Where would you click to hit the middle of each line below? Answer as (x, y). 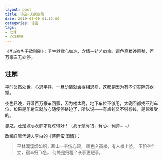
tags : (10, 28)
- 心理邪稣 (15, 37)
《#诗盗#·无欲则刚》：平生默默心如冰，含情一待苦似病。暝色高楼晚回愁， (77, 51)
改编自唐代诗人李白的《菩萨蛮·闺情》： (43, 136)
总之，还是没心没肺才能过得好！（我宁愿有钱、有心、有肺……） (68, 125)
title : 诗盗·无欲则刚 (25, 14)
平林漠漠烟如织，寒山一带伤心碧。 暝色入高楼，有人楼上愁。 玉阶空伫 (86, 146)
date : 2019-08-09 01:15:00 (32, 18)
